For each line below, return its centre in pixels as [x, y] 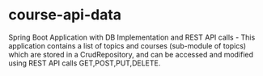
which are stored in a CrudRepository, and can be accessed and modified [131, 54]
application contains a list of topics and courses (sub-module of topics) [127, 45]
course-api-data [65, 15]
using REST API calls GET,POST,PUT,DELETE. [85, 63]
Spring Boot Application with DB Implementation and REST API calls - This [132, 37]
